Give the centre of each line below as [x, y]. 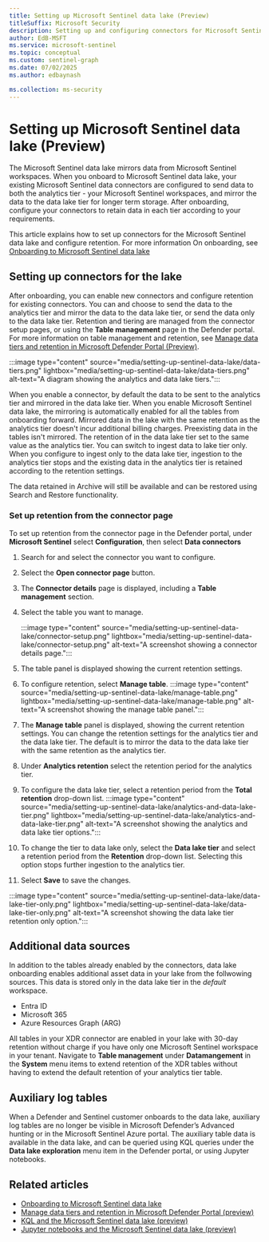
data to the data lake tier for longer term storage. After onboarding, [119, 202]
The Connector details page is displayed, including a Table [119, 588]
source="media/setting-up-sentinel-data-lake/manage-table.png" [129, 692]
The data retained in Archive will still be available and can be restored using [133, 486]
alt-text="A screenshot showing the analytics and [166, 823]
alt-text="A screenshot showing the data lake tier [153, 912]
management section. [57, 597]
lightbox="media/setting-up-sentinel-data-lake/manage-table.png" [131, 700]
